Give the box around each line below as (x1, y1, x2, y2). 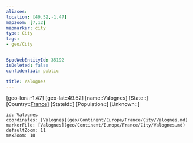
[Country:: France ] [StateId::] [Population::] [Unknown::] (6, 101, 140, 108)
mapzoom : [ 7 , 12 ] (6, 19, 46, 25)
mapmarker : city (6, 25, 46, 31)
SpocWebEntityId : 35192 (6, 57, 65, 63)
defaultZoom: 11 (6, 127, 46, 134)
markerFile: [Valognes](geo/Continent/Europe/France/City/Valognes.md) (6, 122, 185, 128)
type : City (6, 30, 33, 36)
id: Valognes (6, 112, 38, 118)
